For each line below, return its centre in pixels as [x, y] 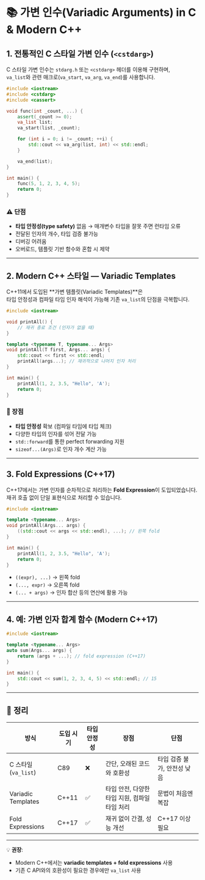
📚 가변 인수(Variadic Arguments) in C [101, 13]
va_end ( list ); [35, 161]
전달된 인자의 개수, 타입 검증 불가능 [57, 234]
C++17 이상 [174, 819]
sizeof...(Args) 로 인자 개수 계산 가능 [61, 449]
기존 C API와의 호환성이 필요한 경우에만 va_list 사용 [78, 870]
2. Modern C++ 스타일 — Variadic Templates [91, 276]
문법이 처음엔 [175, 793]
